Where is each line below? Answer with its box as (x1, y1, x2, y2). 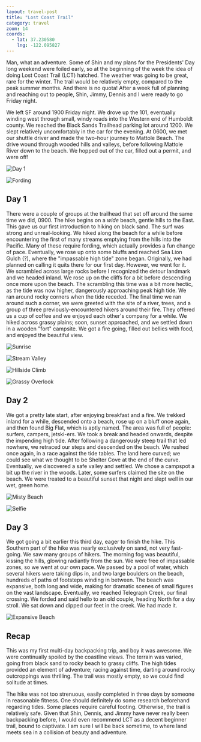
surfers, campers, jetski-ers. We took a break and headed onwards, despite (6, 430, 193, 437)
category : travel (6, 20, 50, 26)
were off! (6, 153, 29, 160)
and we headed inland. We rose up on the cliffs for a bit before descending (6, 274, 191, 281)
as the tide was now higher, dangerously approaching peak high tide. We (6, 287, 187, 294)
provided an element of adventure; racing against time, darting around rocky (6, 666, 196, 674)
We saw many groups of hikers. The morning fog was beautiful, (23, 551, 180, 558)
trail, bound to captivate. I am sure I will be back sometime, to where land (6, 722, 187, 730)
